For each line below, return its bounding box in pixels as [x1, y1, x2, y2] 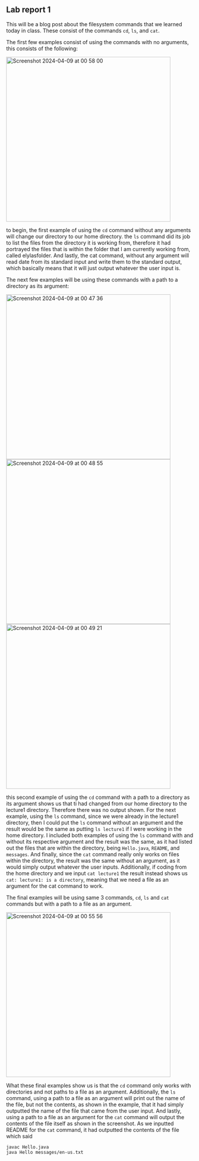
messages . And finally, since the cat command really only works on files [6, 850, 179, 858]
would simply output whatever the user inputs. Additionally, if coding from [6, 863, 187, 870]
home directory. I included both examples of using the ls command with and [6, 832, 194, 839]
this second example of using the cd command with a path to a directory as [6, 793, 190, 801]
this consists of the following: [6, 45, 78, 52]
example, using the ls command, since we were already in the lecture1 [6, 813, 179, 820]
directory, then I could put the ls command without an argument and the [6, 819, 183, 826]
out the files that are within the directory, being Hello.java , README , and [6, 844, 180, 851]
